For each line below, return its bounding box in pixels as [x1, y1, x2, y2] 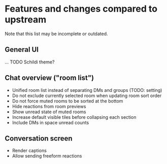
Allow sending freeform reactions [12, 153, 82, 159]
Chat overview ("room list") [5, 74, 94, 82]
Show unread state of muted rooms [12, 109, 86, 115]
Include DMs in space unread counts [12, 119, 89, 125]
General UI [5, 45, 39, 54]
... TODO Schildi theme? [5, 59, 55, 65]
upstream [5, 14, 47, 25]
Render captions [12, 148, 47, 154]
